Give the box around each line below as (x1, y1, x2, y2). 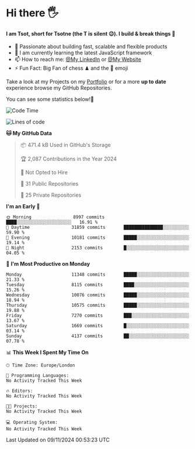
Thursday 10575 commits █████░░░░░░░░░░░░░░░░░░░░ (6, 303, 190, 309)
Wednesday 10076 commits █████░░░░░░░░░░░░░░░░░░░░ (6, 292, 190, 298)
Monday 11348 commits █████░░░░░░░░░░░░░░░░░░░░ (6, 272, 190, 277)
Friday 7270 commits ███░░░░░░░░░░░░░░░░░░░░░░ (6, 313, 190, 318)
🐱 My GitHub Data (6, 130, 53, 137)
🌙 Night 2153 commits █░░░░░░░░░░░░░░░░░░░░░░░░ (6, 245, 190, 251)
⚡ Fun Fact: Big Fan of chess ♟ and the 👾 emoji (14, 64, 128, 72)
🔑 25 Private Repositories (20, 191, 82, 198)
